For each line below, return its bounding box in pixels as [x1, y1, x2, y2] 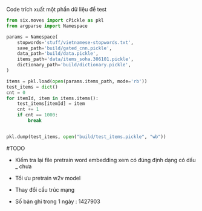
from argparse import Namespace [6, 23, 88, 29]
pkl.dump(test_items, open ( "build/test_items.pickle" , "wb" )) [6, 133, 166, 140]
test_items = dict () [6, 84, 59, 90]
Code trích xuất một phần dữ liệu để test [6, 6, 107, 13]
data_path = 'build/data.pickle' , [17, 51, 99, 57]
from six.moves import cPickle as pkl [6, 17, 104, 24]
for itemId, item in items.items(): [6, 95, 99, 101]
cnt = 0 [6, 89, 26, 96]
